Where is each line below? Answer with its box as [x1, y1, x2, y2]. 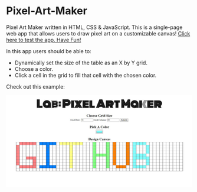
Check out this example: [6, 83, 65, 90]
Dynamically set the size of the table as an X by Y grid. [14, 59, 147, 66]
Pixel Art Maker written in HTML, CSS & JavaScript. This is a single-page [6, 24, 183, 31]
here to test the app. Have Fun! [6, 36, 81, 43]
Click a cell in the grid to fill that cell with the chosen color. [14, 71, 157, 79]
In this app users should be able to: [6, 47, 91, 54]
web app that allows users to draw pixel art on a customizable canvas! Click [6, 30, 191, 37]
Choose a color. [14, 65, 53, 72]
